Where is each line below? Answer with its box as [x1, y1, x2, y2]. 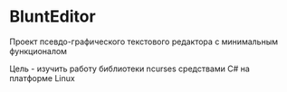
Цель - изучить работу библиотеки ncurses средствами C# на [9, 63, 251, 74]
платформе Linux [9, 72, 75, 83]
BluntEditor [9, 6, 97, 27]
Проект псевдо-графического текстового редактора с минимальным [9, 36, 279, 47]
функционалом [9, 45, 68, 56]
